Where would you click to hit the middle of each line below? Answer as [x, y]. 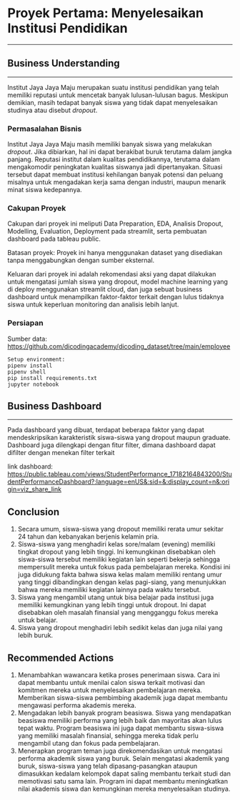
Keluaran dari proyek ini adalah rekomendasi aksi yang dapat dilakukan [112, 274]
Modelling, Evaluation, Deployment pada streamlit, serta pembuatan [107, 231]
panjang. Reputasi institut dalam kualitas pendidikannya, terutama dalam [114, 159]
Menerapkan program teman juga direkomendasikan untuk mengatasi [120, 751]
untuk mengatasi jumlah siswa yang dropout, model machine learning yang [118, 282]
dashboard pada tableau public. [54, 239]
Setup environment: [36, 359]
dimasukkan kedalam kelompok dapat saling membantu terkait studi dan [124, 774]
